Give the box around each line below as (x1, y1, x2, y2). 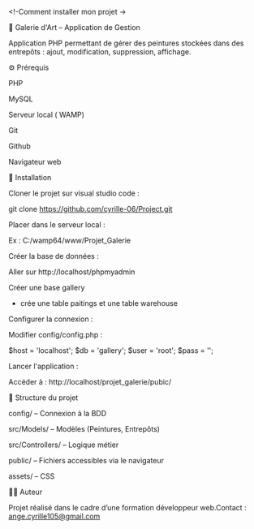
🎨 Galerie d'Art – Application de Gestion (8, 23, 140, 32)
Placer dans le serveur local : (8, 220, 105, 230)
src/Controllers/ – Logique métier (8, 440, 119, 449)
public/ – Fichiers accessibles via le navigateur (8, 456, 165, 465)
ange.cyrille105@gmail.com (8, 511, 101, 521)
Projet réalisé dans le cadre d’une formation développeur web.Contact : (8, 503, 247, 512)
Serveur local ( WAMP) (8, 110, 85, 119)
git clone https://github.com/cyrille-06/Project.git (8, 204, 173, 213)
